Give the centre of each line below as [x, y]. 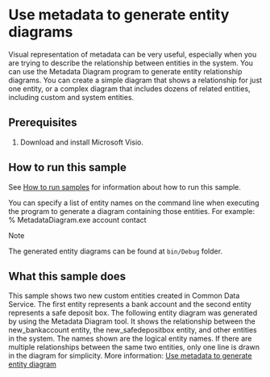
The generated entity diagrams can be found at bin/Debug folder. [116, 251]
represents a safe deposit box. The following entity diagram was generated [133, 313]
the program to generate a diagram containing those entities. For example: [132, 211]
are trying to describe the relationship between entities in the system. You [131, 63]
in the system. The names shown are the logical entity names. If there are [130, 339]
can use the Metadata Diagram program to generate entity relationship [125, 71]
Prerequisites [43, 123]
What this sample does [67, 276]
